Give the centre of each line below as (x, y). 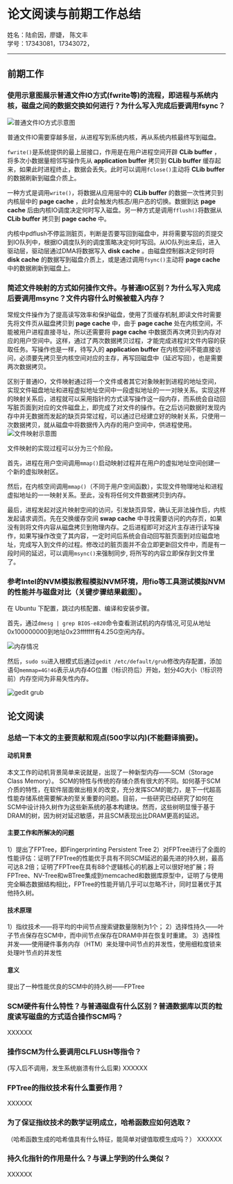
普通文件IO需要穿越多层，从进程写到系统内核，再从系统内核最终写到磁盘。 (114, 137)
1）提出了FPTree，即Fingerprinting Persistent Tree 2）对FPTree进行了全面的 (116, 849)
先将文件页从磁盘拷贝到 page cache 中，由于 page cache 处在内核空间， (112, 323)
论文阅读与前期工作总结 (74, 14)
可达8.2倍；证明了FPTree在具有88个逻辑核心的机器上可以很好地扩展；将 (111, 866)
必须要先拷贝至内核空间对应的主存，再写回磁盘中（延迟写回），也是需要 (121, 357)
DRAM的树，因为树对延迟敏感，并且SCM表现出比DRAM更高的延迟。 (105, 815)
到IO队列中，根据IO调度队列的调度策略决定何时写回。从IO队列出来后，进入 (114, 242)
